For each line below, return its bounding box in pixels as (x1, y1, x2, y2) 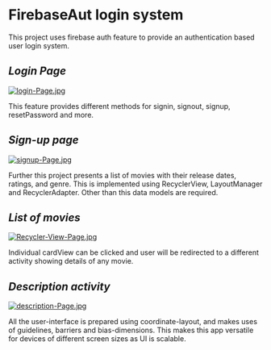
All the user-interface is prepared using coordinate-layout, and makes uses (8, 317, 258, 327)
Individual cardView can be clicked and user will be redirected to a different (8, 248, 260, 257)
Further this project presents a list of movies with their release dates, (8, 170, 236, 180)
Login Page (8, 65, 67, 78)
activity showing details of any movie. (8, 256, 134, 266)
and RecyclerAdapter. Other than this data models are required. (8, 187, 219, 197)
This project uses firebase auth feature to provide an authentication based (8, 32, 256, 42)
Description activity (8, 280, 110, 294)
